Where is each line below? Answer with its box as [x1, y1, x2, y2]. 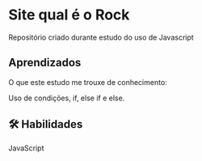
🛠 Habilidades [8, 117, 83, 131]
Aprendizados [8, 56, 82, 70]
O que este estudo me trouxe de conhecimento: [8, 77, 167, 87]
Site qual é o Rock [8, 6, 130, 24]
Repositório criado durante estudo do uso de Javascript [8, 32, 194, 42]
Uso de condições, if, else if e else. [8, 93, 125, 103]
